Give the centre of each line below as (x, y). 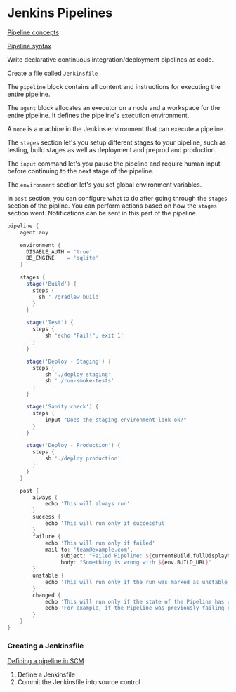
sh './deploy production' (83, 459)
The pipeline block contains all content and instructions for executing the (114, 86)
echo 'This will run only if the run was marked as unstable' (138, 582)
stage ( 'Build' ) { (51, 284)
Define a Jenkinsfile (46, 674)
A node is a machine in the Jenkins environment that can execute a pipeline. (117, 128)
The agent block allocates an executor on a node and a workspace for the (114, 107)
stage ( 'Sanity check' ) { (62, 407)
